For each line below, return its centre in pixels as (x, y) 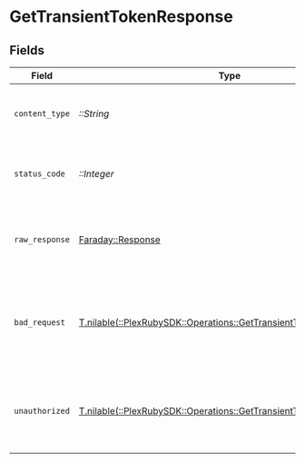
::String (94, 113)
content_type (42, 114)
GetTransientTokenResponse (121, 17)
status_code (40, 174)
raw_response (42, 239)
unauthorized (42, 411)
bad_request (40, 323)
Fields (27, 50)
